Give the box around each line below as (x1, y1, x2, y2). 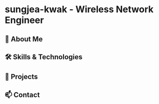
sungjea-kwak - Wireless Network (5, 4, 154, 15)
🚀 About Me (5, 35, 43, 43)
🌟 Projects (5, 72, 38, 81)
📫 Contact (5, 90, 40, 99)
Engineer (5, 14, 44, 26)
